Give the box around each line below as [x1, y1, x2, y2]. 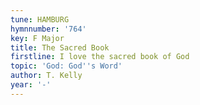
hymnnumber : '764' [10, 24, 87, 34]
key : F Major [10, 33, 65, 43]
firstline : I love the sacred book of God [10, 52, 190, 62]
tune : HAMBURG [10, 14, 70, 25]
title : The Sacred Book [10, 42, 110, 53]
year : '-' [10, 80, 52, 90]
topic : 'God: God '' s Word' [10, 61, 123, 71]
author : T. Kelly [10, 71, 83, 81]
